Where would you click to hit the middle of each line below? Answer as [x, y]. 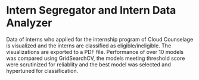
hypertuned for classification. [42, 71]
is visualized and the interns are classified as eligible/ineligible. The [89, 46]
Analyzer [29, 23]
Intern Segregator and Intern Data [91, 10]
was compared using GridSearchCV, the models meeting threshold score [96, 58]
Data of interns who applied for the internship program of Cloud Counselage [100, 39]
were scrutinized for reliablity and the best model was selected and [89, 64]
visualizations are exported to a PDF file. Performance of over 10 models [95, 52]
